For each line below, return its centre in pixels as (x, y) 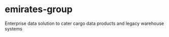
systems (13, 28)
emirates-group (39, 9)
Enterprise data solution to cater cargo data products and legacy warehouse (84, 23)
